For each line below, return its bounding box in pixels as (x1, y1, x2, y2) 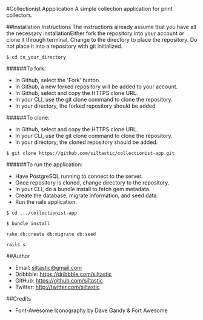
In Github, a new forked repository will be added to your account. (15, 83, 178, 90)
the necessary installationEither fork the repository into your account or (6, 30, 185, 37)
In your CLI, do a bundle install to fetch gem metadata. (15, 186, 151, 192)
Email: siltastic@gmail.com (15, 264, 82, 271)
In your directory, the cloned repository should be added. (15, 139, 158, 146)
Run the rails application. (15, 198, 77, 205)
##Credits (6, 295, 32, 302)
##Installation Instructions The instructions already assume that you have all (6, 24, 196, 30)
